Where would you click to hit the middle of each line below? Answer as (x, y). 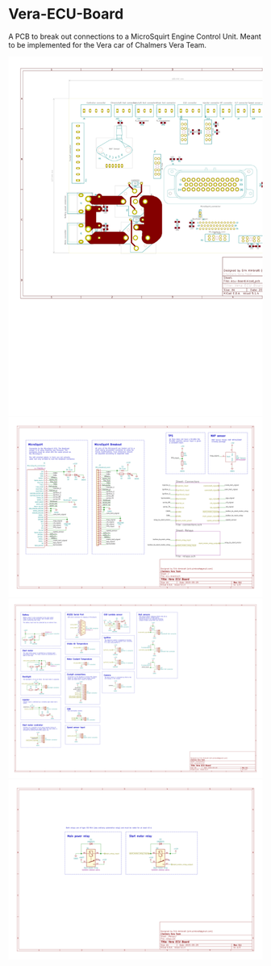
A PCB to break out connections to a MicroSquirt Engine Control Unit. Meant (135, 36)
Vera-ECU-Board (66, 14)
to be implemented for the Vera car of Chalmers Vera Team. (108, 44)
